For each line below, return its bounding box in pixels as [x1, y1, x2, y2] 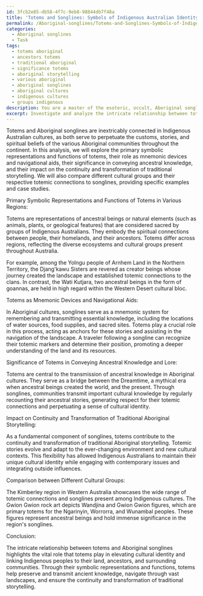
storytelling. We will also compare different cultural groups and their [6, 172, 175, 180]
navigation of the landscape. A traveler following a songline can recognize [6, 334, 191, 342]
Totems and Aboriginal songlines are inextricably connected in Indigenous [6, 127, 191, 134]
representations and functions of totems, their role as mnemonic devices [6, 153, 187, 160]
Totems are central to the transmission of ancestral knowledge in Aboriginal [6, 371, 195, 378]
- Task [11, 37, 28, 43]
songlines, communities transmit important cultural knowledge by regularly [6, 390, 193, 398]
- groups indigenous [11, 99, 63, 105]
